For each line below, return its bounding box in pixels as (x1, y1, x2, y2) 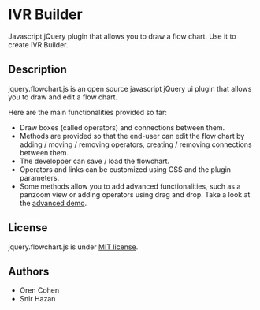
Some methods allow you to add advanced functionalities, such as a (19, 181, 241, 191)
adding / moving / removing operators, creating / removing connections (19, 140, 252, 149)
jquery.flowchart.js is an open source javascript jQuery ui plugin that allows (8, 84, 252, 93)
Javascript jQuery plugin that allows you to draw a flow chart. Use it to (8, 32, 236, 41)
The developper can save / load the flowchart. (19, 156, 170, 166)
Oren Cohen (19, 286, 60, 295)
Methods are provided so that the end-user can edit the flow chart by (19, 131, 245, 140)
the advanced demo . (19, 198, 87, 207)
